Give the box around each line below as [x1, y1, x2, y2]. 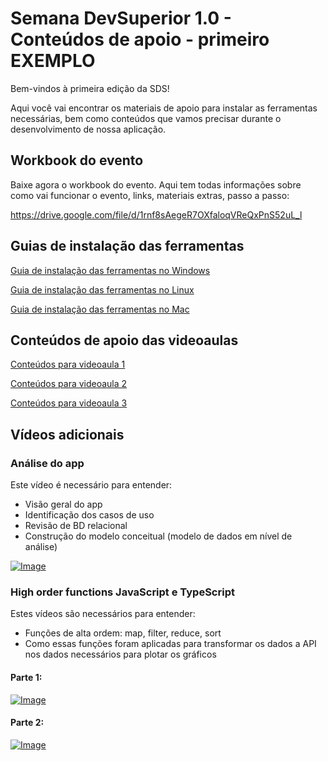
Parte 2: [10, 717, 45, 729]
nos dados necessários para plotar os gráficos [24, 648, 217, 661]
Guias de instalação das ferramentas [10, 238, 245, 255]
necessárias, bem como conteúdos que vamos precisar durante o [10, 112, 282, 124]
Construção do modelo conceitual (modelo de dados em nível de [24, 530, 293, 542]
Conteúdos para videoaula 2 [10, 378, 128, 390]
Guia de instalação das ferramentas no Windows [10, 264, 211, 276]
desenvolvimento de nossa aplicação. [10, 123, 167, 135]
